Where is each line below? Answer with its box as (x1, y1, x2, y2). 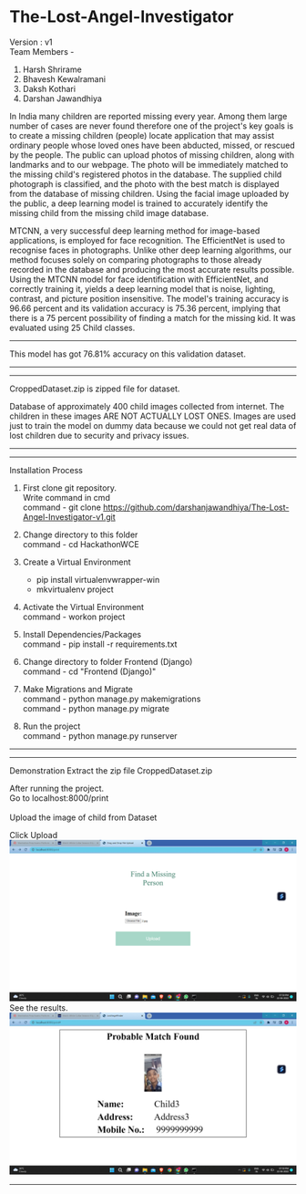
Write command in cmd (22, 492, 111, 503)
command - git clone (22, 502, 102, 513)
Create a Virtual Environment (22, 556, 131, 567)
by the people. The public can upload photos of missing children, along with (9, 149, 294, 161)
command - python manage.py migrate (22, 702, 170, 713)
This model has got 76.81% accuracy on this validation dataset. (9, 348, 246, 359)
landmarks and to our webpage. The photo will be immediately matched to (9, 159, 289, 170)
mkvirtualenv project (36, 584, 114, 595)
